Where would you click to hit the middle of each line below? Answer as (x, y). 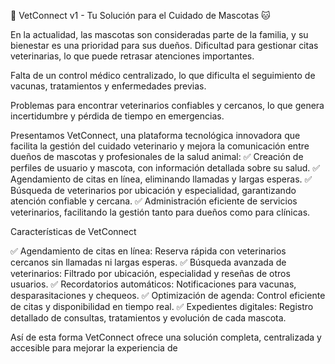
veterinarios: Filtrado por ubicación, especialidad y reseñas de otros (150, 273)
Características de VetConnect (73, 231)
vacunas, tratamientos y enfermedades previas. (108, 86)
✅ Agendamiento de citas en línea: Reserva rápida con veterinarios (148, 251)
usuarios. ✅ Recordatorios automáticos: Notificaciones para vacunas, (153, 284)
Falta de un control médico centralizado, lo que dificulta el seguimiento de (163, 75)
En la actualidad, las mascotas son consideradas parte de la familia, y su (159, 34)
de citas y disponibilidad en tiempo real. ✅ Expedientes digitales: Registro (162, 306)
